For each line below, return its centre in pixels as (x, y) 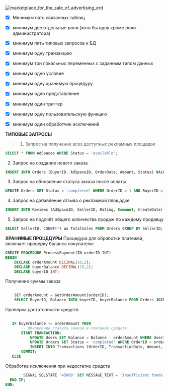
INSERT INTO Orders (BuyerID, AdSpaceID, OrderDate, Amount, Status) (80, 172)
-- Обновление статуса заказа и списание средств (74, 328)
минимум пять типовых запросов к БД (54, 43)
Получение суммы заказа (33, 281)
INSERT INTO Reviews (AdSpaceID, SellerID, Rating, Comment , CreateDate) (84, 210)
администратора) (31, 33)
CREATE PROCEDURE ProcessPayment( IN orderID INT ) (58, 253)
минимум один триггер (37, 104)
